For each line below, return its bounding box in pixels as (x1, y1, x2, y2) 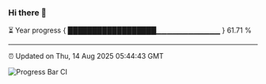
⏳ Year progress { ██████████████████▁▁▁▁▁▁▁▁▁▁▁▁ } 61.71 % (8, 25, 252, 35)
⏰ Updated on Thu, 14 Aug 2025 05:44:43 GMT (8, 52, 164, 61)
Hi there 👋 (8, 7, 47, 18)
